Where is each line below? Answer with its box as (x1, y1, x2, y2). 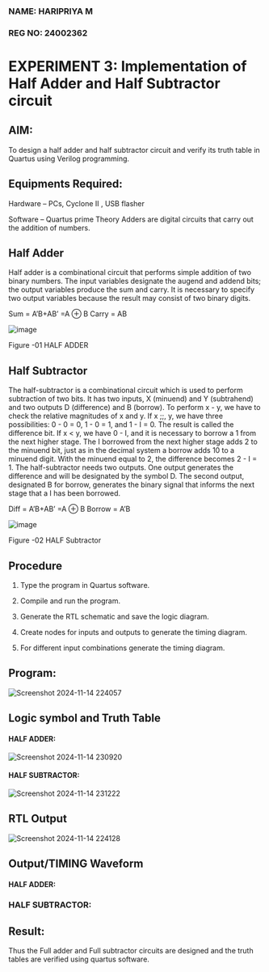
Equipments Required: (8, 177, 123, 191)
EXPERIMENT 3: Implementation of (8, 57, 247, 76)
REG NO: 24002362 (8, 27, 88, 38)
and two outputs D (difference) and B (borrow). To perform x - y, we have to (8, 403, 261, 412)
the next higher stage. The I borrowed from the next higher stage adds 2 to (8, 437, 258, 446)
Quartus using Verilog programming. (8, 154, 130, 163)
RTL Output (8, 812, 67, 826)
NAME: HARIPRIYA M (8, 6, 93, 17)
